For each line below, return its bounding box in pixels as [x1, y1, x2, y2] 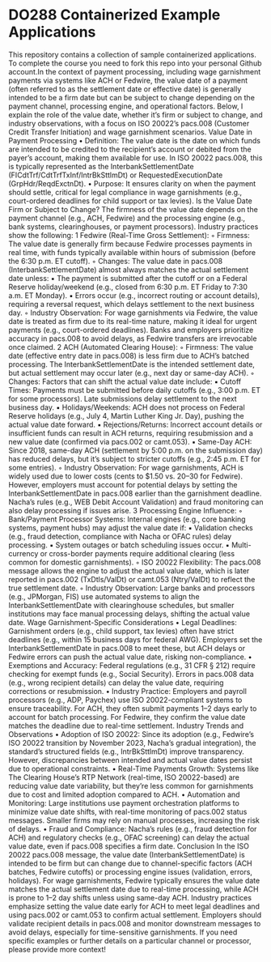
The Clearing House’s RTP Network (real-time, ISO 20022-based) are [8, 772, 240, 782]
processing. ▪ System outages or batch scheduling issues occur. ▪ [8, 540, 231, 550]
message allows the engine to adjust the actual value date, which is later [8, 565, 250, 576]
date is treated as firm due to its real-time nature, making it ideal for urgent [8, 316, 257, 326]
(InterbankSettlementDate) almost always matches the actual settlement [8, 265, 249, 275]
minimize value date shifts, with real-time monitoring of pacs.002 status [8, 807, 248, 816]
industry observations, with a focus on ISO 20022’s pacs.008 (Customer [8, 118, 250, 128]
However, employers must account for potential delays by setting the [8, 479, 238, 489]
